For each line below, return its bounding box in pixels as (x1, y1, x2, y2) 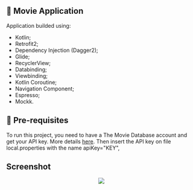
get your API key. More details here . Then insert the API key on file (6, 138, 171, 145)
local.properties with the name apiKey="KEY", (6, 144, 120, 151)
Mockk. (14, 98, 34, 105)
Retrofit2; (14, 40, 39, 47)
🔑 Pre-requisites (6, 115, 69, 125)
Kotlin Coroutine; (14, 78, 57, 86)
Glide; (14, 52, 30, 60)
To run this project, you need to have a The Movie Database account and (6, 131, 188, 139)
